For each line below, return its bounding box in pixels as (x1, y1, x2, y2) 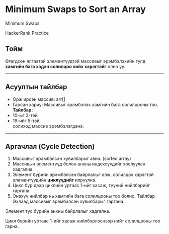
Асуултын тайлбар (5, 83, 67, 91)
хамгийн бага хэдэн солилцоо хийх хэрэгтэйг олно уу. (5, 63, 126, 69)
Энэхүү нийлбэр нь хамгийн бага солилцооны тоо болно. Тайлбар (12, 193, 155, 199)
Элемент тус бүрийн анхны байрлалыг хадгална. (5, 208, 111, 214)
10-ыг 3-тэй (12, 112, 38, 118)
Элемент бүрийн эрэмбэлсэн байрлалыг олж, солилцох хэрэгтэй (12, 171, 154, 178)
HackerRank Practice (5, 30, 49, 36)
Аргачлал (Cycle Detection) (5, 142, 95, 151)
